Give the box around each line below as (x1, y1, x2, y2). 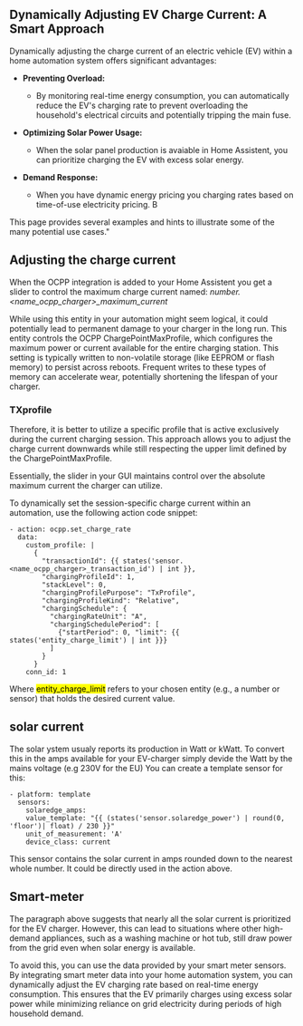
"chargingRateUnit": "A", (49, 612, 147, 621)
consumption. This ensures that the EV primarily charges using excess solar (9, 988, 292, 1000)
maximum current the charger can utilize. (9, 479, 163, 490)
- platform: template (9, 789, 91, 799)
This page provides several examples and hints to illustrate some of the (9, 217, 275, 227)
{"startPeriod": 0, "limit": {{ (57, 627, 180, 637)
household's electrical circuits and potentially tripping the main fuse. (35, 109, 291, 121)
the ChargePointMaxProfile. (9, 452, 113, 463)
